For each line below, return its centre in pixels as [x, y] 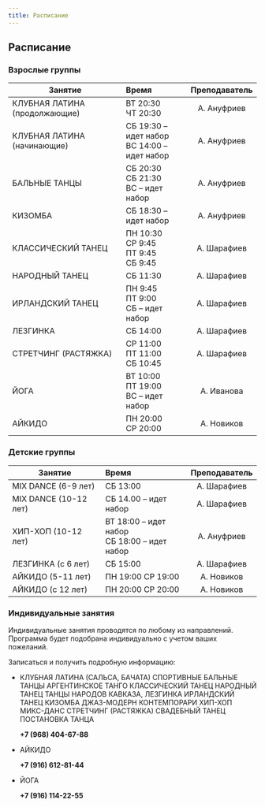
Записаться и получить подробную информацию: [92, 662]
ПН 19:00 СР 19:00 [142, 576]
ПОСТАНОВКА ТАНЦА [57, 719]
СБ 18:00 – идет [136, 541]
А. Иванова [222, 391]
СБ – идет [144, 308]
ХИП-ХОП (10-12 [47, 531]
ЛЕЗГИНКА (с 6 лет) [51, 563]
